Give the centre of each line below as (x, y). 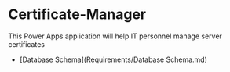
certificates (27, 44)
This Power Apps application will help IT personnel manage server (115, 36)
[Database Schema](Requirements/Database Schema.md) (113, 59)
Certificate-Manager (77, 14)
